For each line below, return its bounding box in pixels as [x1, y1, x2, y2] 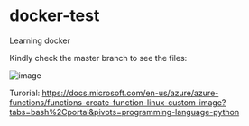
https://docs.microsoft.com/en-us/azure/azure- [41, 87, 219, 98]
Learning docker [9, 35, 70, 46]
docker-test [9, 5, 100, 26]
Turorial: [9, 87, 41, 98]
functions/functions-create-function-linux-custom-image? [9, 96, 226, 108]
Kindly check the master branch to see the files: [9, 52, 188, 63]
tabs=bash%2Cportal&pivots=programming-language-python [9, 106, 240, 117]
